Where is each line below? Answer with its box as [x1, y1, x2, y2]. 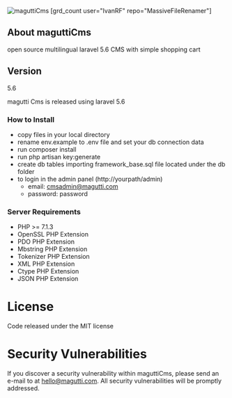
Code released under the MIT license [7, 322, 114, 331]
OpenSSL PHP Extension [17, 230, 89, 239]
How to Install [7, 115, 54, 125]
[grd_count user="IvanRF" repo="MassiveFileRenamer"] [50, 7, 212, 15]
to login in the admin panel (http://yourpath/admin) [17, 175, 163, 183]
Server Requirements [7, 207, 82, 216]
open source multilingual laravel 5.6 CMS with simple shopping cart [7, 45, 201, 54]
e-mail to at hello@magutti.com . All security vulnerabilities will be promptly [7, 376, 222, 385]
